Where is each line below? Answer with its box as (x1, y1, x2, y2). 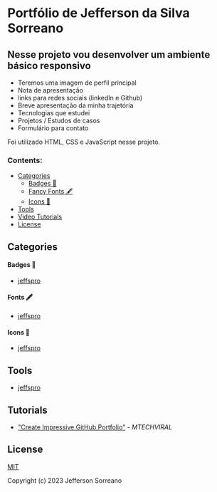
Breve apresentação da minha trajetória (17, 101, 134, 110)
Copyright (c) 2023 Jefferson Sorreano (7, 476, 122, 485)
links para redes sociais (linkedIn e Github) (17, 94, 143, 102)
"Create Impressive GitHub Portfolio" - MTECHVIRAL (17, 422, 173, 431)
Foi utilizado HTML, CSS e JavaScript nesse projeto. (7, 137, 161, 146)
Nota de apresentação (17, 86, 84, 94)
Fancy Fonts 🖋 (28, 187, 73, 196)
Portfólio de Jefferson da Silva (7, 5, 190, 21)
